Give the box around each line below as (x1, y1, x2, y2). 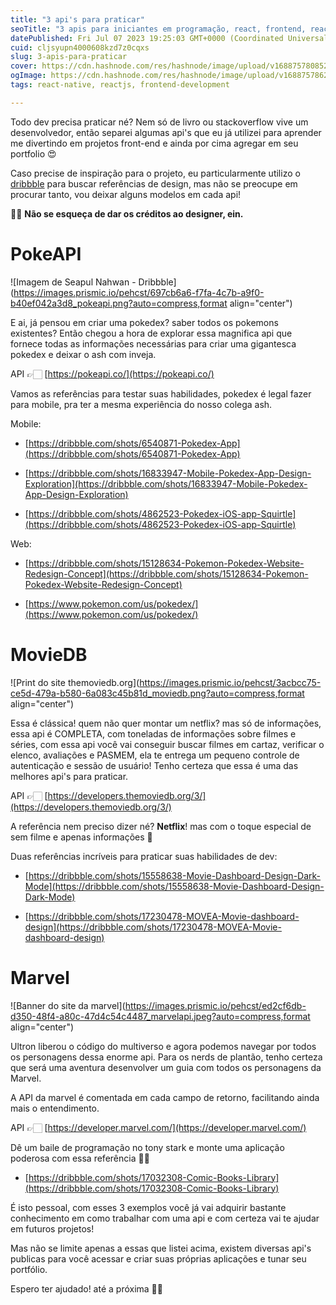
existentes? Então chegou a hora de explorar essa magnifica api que (10, 327, 293, 339)
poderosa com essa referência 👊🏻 (10, 1152, 150, 1164)
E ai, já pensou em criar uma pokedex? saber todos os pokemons (10, 316, 279, 328)
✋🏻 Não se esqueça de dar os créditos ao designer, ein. (10, 207, 244, 220)
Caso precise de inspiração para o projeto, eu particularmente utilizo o (10, 167, 301, 179)
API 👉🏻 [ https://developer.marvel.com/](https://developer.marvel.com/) (10, 1121, 307, 1133)
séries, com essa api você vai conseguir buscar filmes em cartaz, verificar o (10, 738, 325, 750)
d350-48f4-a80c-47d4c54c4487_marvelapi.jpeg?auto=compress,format (10, 1010, 311, 1022)
